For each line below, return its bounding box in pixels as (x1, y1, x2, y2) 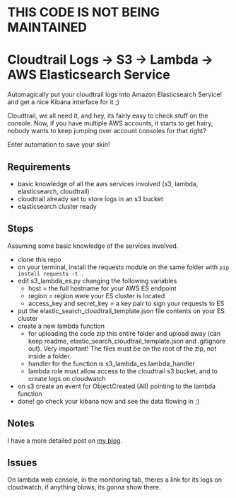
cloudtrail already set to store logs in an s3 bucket (17, 194, 164, 203)
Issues (7, 456, 37, 468)
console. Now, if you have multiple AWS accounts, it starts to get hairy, (7, 119, 213, 128)
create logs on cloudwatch (28, 374, 106, 383)
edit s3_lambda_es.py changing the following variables (17, 276, 177, 285)
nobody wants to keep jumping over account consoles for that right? (7, 127, 206, 135)
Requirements (7, 161, 71, 173)
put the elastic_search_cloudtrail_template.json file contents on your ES (17, 306, 225, 315)
